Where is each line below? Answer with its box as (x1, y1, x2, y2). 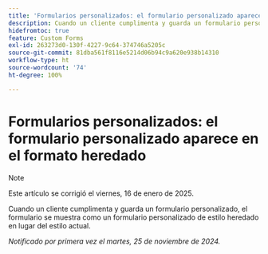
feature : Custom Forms (8, 34, 84, 42)
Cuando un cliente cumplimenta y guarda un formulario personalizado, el (8, 204, 248, 213)
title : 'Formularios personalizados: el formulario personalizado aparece (8, 11, 262, 20)
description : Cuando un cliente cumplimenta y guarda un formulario (8, 19, 241, 27)
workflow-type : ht (8, 57, 69, 65)
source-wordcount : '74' (8, 64, 88, 72)
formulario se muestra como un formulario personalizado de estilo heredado (8, 212, 259, 222)
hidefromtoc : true (8, 26, 69, 34)
